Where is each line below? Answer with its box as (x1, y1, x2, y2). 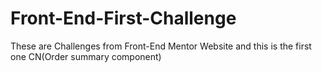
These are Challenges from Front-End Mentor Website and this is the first (10, 40, 312, 52)
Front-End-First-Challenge (10, 7, 237, 30)
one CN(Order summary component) (10, 50, 162, 62)
